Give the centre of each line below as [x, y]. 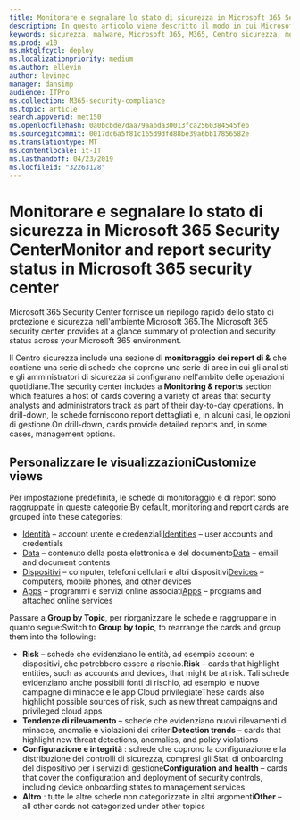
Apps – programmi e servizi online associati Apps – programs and [142, 591]
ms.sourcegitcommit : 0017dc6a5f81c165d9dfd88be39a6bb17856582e [129, 134]
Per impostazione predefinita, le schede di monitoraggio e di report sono [143, 498]
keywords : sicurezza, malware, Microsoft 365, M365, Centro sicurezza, [145, 34]
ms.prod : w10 [33, 42]
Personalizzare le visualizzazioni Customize [133, 462]
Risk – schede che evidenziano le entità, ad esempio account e [138, 655]
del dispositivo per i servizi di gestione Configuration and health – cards [155, 768]
